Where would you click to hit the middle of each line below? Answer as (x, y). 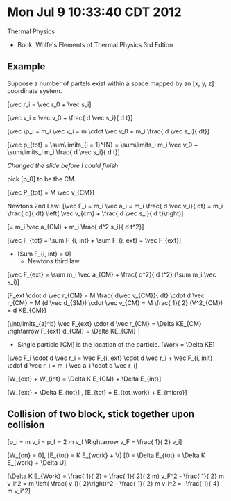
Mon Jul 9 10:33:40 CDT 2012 (94, 12)
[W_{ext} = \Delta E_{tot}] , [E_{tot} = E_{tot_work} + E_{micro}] (97, 392)
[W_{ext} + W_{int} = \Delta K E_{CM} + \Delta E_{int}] (84, 379)
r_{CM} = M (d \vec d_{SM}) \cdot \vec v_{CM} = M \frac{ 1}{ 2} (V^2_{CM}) (115, 302)
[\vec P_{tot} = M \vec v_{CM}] (51, 192)
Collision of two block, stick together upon (101, 414)
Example (26, 67)
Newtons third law (53, 261)
